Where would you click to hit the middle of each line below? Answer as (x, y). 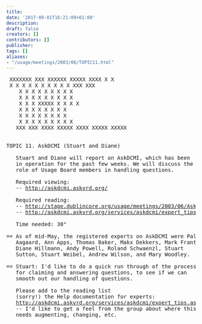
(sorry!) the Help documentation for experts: (86, 297)
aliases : (17, 57)
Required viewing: (43, 182)
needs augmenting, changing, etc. (67, 315)
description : (23, 23)
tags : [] (17, 51)
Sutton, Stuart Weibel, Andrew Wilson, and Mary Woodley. (103, 254)
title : (14, 12)
